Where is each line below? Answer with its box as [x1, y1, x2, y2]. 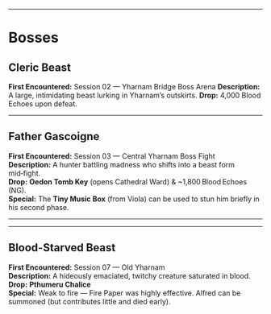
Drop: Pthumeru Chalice [8, 279, 91, 289]
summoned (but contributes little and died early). [8, 296, 171, 306]
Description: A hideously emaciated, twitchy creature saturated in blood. [8, 271, 252, 280]
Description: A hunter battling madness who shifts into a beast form [8, 159, 236, 169]
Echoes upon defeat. [8, 99, 78, 109]
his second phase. [8, 202, 70, 212]
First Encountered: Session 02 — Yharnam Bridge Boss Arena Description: [8, 82, 261, 91]
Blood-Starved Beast [8, 241, 116, 254]
